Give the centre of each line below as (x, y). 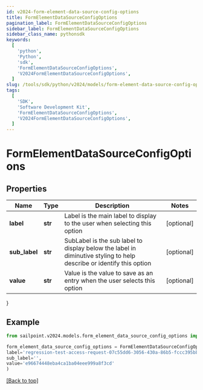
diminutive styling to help (100, 256)
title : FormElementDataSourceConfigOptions (62, 17)
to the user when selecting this (108, 224)
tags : (13, 90)
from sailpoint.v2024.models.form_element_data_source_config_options (97, 336)
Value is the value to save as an (109, 273)
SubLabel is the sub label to (104, 241)
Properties (27, 188)
